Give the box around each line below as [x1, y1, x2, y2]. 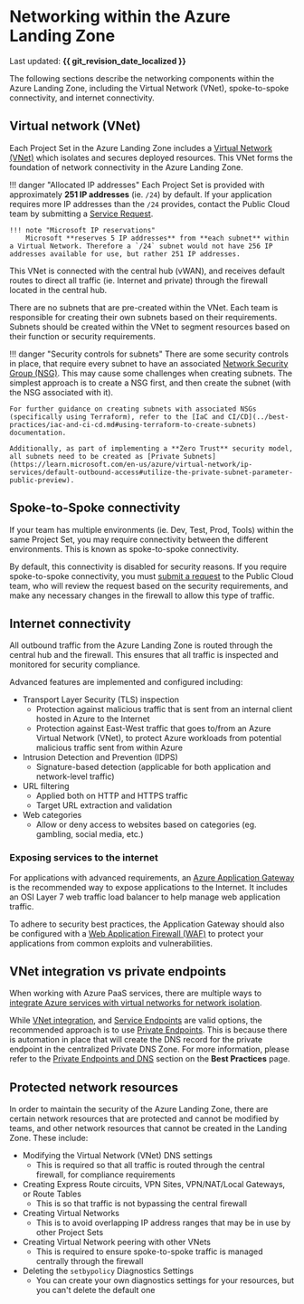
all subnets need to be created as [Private [9, 452, 180, 461]
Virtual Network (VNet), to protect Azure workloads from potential [35, 733, 282, 744]
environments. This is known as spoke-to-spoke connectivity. [9, 543, 240, 554]
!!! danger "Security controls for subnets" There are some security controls [9, 348, 290, 359]
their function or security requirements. [9, 330, 157, 341]
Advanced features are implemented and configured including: [9, 677, 243, 688]
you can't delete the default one [35, 1285, 156, 1296]
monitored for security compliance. [9, 659, 140, 671]
